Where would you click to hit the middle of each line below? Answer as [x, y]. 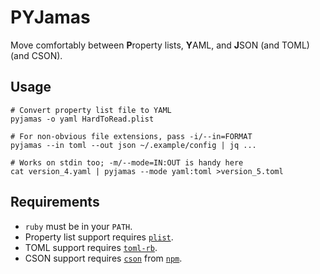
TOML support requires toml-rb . [91, 247]
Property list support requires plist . [99, 237]
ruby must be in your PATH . [78, 226]
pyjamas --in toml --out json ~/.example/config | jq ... [133, 145]
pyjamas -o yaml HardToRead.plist [82, 119]
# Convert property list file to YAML [91, 110]
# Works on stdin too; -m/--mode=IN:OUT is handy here [127, 162]
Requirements [55, 202]
